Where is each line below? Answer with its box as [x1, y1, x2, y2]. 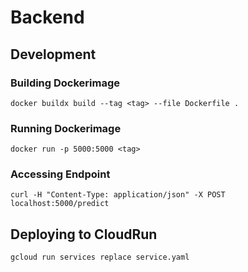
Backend [10, 6, 85, 29]
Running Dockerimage [10, 121, 122, 135]
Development [10, 46, 97, 63]
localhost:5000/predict [10, 199, 110, 209]
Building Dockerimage [10, 76, 121, 90]
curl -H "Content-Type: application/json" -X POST [10, 190, 226, 200]
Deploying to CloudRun [10, 226, 158, 243]
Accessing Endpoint [10, 167, 111, 181]
